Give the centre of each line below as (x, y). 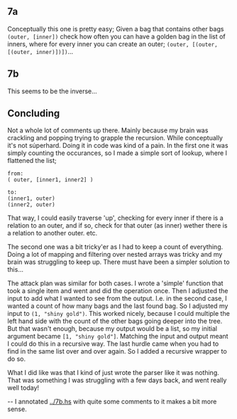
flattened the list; (32, 161)
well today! (23, 388)
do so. (17, 359)
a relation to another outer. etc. (53, 233)
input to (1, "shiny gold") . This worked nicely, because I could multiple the (119, 314)
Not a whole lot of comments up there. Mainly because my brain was (108, 130)
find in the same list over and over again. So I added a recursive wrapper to (117, 351)
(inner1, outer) (31, 198)
